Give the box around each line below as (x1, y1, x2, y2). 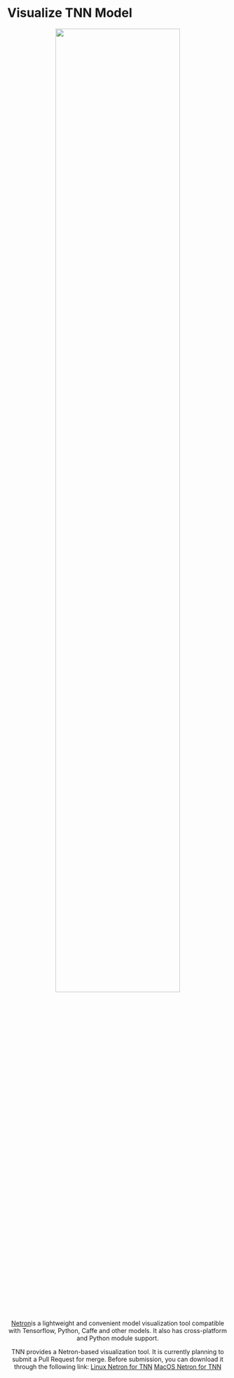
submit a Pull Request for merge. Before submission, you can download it (11, 1355, 224, 1363)
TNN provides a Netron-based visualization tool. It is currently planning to (11, 1347, 224, 1356)
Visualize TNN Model (7, 5, 133, 21)
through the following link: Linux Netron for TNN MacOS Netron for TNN (13, 1362, 222, 1371)
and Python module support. (76, 1334, 159, 1342)
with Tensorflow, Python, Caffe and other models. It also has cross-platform (8, 1326, 228, 1334)
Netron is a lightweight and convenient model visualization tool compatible (11, 1319, 224, 1327)
